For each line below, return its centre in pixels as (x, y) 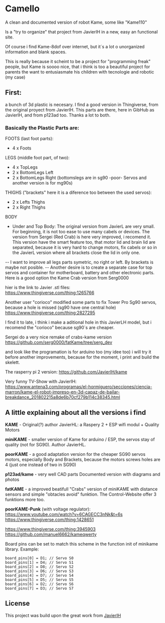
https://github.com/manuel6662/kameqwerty (51, 534)
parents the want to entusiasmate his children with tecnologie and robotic (80, 72)
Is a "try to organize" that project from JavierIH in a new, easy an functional (82, 32)
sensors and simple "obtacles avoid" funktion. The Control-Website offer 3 (81, 494)
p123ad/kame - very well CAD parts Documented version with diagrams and (83, 474)
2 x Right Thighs (29, 207)
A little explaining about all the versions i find (76, 413)
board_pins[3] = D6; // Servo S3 (39, 571)
